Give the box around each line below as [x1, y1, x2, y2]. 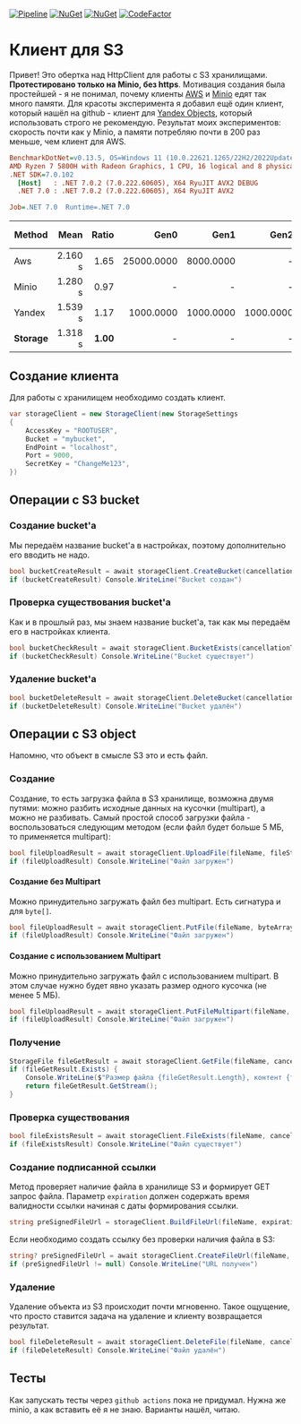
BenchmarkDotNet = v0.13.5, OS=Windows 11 [9, 153, 163, 162]
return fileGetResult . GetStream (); [25, 1082, 159, 1091]
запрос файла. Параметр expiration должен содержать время [9, 1191, 250, 1202]
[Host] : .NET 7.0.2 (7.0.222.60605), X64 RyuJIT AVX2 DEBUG [17, 178, 258, 187]
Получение [9, 1036, 61, 1049]
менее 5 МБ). [9, 989, 61, 1000]
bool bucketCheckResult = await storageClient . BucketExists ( [9, 643, 243, 652]
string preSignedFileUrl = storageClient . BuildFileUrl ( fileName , [9, 1218, 258, 1227]
